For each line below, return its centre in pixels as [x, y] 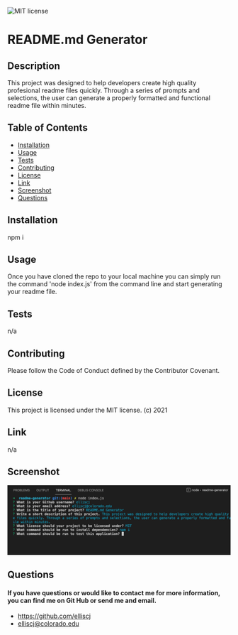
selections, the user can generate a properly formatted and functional [109, 98]
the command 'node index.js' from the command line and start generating [115, 284]
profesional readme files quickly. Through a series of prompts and [104, 90]
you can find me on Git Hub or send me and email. [82, 600]
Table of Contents [48, 128]
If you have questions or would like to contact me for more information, [114, 592]
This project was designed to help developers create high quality [102, 83]
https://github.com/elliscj [54, 616]
